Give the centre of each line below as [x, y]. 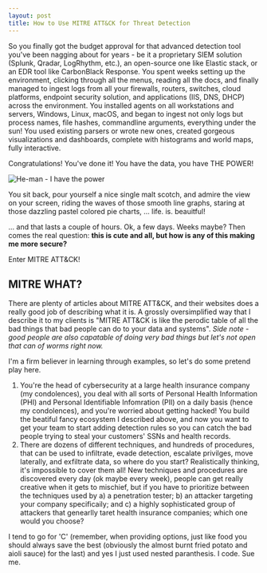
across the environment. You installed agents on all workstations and [121, 105]
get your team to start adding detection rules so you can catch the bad [136, 428]
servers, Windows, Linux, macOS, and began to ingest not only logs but [126, 113]
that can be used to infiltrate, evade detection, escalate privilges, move [136, 453]
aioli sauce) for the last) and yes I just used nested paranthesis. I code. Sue [132, 554]
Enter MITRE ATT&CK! [45, 259]
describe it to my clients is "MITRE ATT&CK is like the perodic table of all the [133, 320]
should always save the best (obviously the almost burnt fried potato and [128, 545]
